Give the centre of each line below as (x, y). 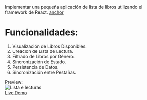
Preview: (14, 82)
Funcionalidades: (42, 32)
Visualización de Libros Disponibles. (50, 46)
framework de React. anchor (34, 12)
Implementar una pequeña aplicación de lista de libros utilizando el (74, 7)
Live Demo (16, 92)
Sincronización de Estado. (39, 62)
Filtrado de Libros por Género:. (44, 56)
